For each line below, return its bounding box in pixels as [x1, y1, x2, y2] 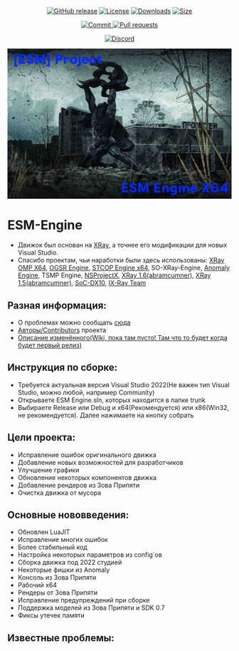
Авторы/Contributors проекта [17, 326, 107, 334]
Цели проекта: [7, 431, 76, 444]
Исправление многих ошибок [17, 535, 108, 544]
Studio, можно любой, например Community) [17, 388, 155, 396]
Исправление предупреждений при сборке [17, 596, 151, 605]
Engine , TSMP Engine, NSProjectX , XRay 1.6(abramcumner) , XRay [17, 271, 211, 280]
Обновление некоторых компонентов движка [17, 473, 157, 481]
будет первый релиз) [17, 341, 82, 349]
